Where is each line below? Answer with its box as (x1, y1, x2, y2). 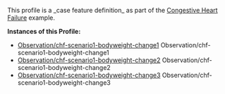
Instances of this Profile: (7, 28, 81, 35)
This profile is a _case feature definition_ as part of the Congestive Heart (7, 6, 218, 14)
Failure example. (7, 13, 55, 22)
